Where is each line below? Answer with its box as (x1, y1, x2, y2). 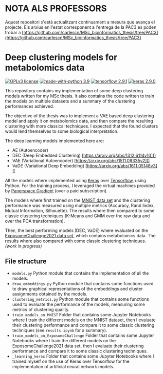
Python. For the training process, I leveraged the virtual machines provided (5, 183, 155, 188)
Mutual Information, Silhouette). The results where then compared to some (5, 208, 155, 213)
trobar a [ (5, 29, 24, 35)
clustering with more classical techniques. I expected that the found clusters (5, 123, 158, 129)
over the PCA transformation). (5, 218, 65, 224)
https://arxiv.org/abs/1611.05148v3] (87, 163, 158, 168)
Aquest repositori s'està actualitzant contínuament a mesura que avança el (5, 19, 155, 25)
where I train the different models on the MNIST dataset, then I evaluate (12, 317, 156, 323)
